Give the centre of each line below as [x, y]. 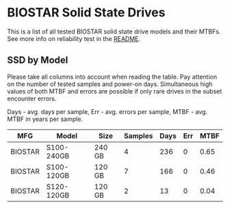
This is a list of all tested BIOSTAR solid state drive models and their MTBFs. [114, 31]
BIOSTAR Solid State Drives [86, 13]
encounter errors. [32, 98]
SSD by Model [38, 60]
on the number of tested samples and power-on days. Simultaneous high [110, 84]
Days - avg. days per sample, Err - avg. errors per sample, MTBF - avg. [107, 111]
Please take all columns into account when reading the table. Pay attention [112, 76]
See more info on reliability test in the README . [74, 38]
